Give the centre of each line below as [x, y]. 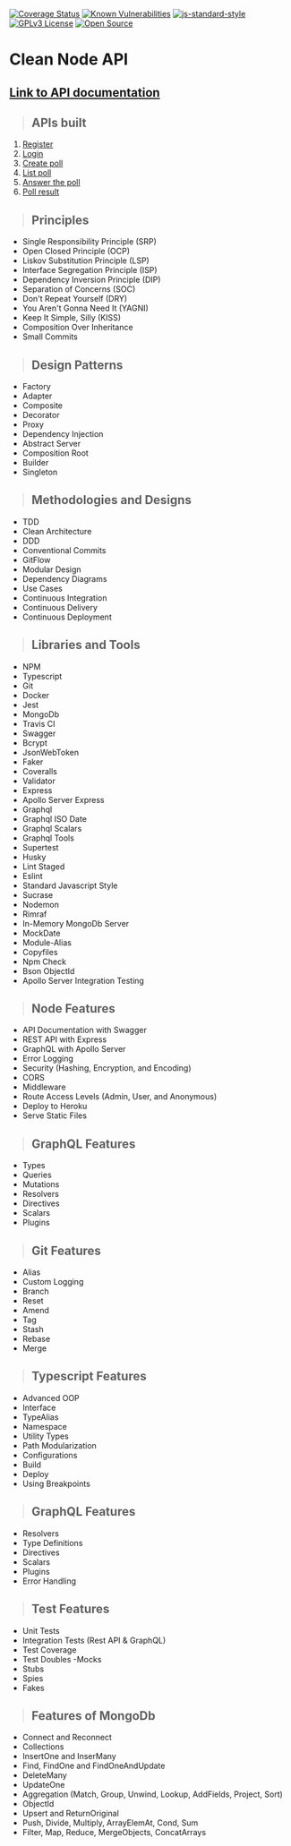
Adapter [37, 396]
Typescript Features [89, 1376]
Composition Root [56, 453]
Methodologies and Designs [111, 500]
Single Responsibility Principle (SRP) [89, 242]
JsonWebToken [50, 752]
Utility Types [45, 1436]
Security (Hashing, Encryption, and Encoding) [107, 1068]
